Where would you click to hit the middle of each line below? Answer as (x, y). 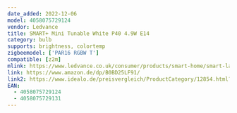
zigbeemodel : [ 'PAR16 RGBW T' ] (53, 53)
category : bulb (30, 40)
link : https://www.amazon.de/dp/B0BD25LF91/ (74, 72)
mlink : (17, 66)
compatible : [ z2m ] (34, 60)
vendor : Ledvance (33, 27)
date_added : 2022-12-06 (42, 14)
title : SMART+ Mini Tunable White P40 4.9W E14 (79, 33)
